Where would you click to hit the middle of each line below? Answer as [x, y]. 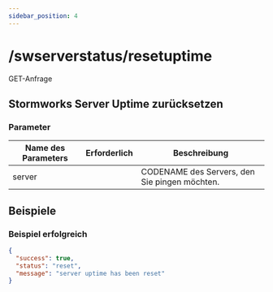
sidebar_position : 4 [43, 16]
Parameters [45, 158]
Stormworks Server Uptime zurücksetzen [116, 103]
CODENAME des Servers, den [198, 172]
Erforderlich [110, 153]
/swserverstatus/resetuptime [110, 56]
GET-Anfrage [30, 79]
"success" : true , [45, 258]
